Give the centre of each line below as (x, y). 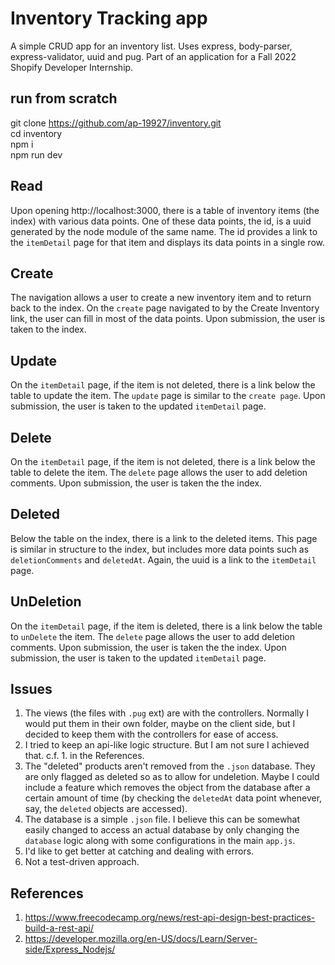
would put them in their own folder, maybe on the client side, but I (160, 724)
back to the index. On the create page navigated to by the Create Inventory (165, 308)
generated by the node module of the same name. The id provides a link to (164, 231)
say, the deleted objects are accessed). (106, 809)
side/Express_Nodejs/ (70, 949)
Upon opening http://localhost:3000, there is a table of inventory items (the (165, 210)
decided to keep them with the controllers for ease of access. (151, 734)
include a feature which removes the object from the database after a (167, 788)
